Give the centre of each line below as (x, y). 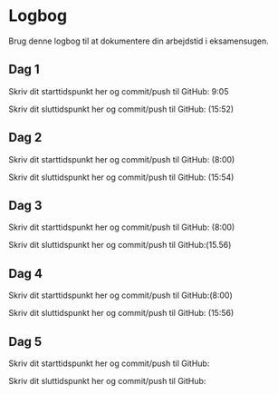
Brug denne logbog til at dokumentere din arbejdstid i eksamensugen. (139, 41)
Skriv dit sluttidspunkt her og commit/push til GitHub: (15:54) (121, 177)
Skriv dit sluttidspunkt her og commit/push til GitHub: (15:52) (121, 109)
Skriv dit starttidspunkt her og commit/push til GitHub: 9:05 (119, 91)
